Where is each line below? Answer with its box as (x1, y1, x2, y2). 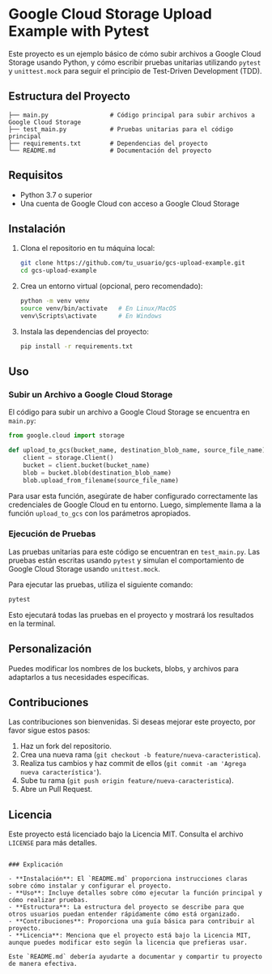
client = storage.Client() (23, 454, 114, 462)
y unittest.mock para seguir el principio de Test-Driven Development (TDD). (8, 66, 262, 75)
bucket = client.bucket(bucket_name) (23, 461, 151, 470)
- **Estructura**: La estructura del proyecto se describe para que (8, 904, 244, 912)
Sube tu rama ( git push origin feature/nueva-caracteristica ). (19, 776, 234, 785)
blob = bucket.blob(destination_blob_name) (23, 469, 172, 477)
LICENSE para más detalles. (8, 838, 97, 848)
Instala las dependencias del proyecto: (19, 326, 150, 336)
